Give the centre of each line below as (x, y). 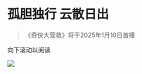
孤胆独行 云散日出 (58, 14)
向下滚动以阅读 (29, 50)
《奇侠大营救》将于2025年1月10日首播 (80, 35)
